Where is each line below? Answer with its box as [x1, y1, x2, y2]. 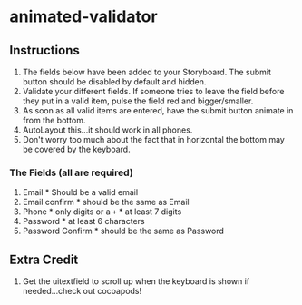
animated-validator [9, 6, 158, 27]
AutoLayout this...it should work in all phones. [22, 124, 193, 135]
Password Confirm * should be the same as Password [22, 225, 225, 237]
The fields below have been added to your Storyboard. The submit [22, 66, 272, 77]
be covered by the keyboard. [22, 143, 131, 154]
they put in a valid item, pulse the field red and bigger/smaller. [22, 95, 254, 106]
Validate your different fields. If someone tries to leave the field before [22, 86, 285, 96]
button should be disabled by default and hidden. [22, 76, 207, 87]
